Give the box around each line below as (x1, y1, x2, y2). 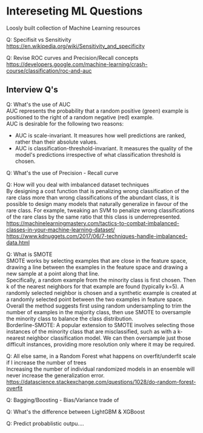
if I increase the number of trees (6, 359, 87, 366)
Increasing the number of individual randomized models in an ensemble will (6, 365, 195, 372)
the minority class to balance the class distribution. (6, 315, 133, 322)
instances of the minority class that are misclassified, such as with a (6, 328, 177, 335)
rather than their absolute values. (15, 138, 98, 145)
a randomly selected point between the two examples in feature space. (6, 296, 184, 303)
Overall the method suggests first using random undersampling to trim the (6, 302, 191, 309)
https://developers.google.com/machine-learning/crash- (6, 61, 148, 68)
